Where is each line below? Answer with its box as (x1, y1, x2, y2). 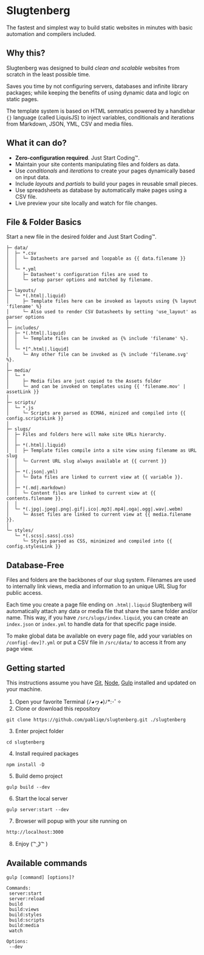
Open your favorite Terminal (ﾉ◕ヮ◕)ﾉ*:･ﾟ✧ (15, 698, 122, 705)
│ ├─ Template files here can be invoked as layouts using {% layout (6, 298, 197, 305)
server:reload (8, 895, 45, 902)
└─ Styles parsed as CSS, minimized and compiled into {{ (22, 538, 172, 544)
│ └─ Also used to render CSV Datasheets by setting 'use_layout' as (6, 309, 197, 315)
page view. (6, 645, 33, 653)
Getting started (6, 662, 66, 673)
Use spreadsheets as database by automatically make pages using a (15, 186, 187, 194)
